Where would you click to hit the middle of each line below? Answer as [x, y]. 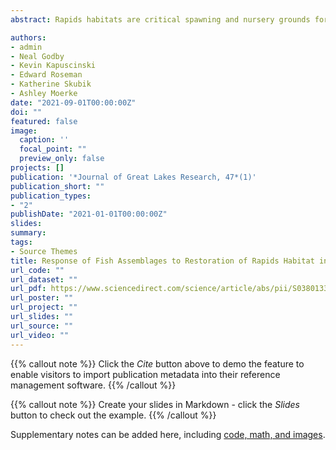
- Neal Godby [37, 56]
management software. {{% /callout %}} [93, 385]
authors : [28, 37]
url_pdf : [28, 289]
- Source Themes [44, 251]
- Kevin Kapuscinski [53, 66]
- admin [26, 47]
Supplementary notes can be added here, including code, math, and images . [168, 434]
